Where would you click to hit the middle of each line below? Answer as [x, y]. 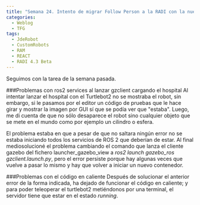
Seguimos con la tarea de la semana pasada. [61, 79]
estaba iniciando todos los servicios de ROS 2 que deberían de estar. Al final [100, 139]
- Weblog [22, 23]
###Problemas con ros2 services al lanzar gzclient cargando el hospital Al [97, 90]
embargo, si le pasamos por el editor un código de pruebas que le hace [94, 102]
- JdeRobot [25, 39]
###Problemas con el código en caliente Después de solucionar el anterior [98, 176]
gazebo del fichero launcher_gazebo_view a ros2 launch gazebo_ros [90, 152]
